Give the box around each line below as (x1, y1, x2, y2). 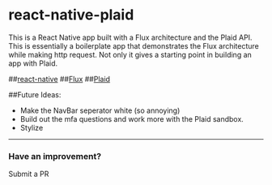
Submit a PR (8, 169, 49, 179)
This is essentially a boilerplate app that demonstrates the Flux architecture (8, 41, 259, 50)
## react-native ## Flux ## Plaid (8, 74, 111, 84)
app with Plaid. (8, 58, 58, 68)
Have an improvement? (8, 150, 102, 161)
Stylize (19, 123, 44, 132)
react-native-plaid (8, 6, 134, 24)
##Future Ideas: (8, 89, 62, 99)
